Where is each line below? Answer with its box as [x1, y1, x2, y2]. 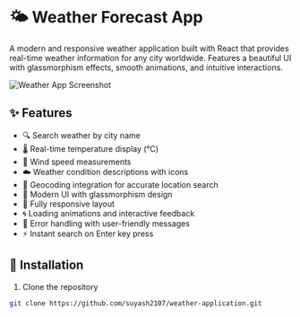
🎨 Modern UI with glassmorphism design [21, 189, 173, 199]
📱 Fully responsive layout [21, 198, 115, 209]
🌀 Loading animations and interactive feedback [21, 207, 195, 218]
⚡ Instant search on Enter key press [21, 228, 154, 239]
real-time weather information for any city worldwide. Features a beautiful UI [9, 52, 292, 63]
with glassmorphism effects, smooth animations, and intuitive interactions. [9, 62, 284, 73]
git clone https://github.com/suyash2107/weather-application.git [9, 298, 262, 308]
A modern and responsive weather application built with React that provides [9, 42, 289, 54]
